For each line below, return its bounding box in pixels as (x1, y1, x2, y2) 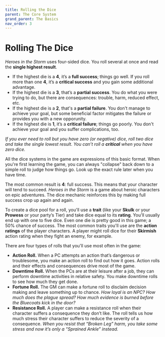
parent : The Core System (5, 12, 56, 17)
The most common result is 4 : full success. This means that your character (5, 181, 158, 187)
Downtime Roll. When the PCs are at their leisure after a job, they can (12, 268, 155, 274)
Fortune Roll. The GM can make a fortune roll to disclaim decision (12, 284, 147, 290)
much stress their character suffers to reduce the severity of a (12, 316, 139, 322)
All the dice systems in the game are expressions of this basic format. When (5, 156, 160, 162)
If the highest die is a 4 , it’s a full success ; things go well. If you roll (12, 74, 150, 80)
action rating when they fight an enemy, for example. (5, 233, 113, 239)
